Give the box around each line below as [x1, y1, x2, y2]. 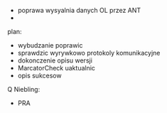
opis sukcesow [17, 71, 62, 80]
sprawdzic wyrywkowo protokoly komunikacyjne [17, 49, 161, 57]
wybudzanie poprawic [17, 41, 83, 49]
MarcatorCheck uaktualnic [17, 64, 96, 72]
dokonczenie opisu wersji [17, 56, 92, 65]
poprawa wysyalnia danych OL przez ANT [17, 6, 141, 14]
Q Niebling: [7, 85, 41, 93]
